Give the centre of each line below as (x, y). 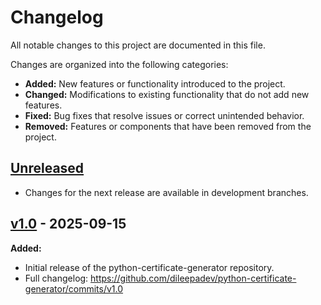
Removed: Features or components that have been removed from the (168, 126)
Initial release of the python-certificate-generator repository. (149, 267)
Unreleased (47, 168)
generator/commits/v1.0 (74, 288)
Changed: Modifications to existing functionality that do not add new (167, 94)
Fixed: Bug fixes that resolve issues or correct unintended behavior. (164, 115)
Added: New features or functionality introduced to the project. (155, 83)
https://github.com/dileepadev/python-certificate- (193, 278)
